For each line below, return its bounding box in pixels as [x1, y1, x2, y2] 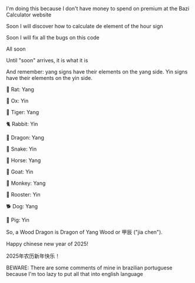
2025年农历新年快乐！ [6, 252, 61, 259]
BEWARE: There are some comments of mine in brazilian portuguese [6, 264, 173, 271]
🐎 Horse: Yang [6, 157, 41, 164]
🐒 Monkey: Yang [6, 179, 46, 187]
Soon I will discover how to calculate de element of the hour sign [6, 23, 163, 29]
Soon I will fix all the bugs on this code [6, 34, 100, 41]
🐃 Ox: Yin [6, 97, 29, 104]
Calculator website [6, 11, 52, 18]
